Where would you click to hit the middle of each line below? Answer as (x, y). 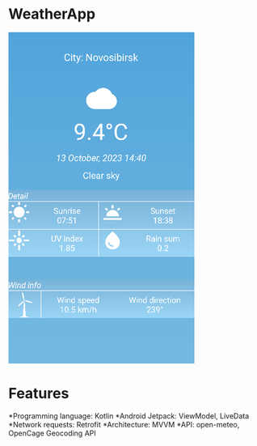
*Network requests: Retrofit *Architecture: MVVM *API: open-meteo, (124, 424)
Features (39, 394)
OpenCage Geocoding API (52, 433)
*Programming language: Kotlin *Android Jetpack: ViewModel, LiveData (129, 416)
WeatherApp (52, 14)
